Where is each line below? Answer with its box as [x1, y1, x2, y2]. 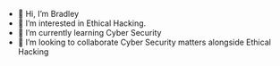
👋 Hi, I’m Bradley [17, 9, 80, 19]
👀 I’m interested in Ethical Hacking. [17, 18, 147, 29]
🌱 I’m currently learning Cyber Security [17, 28, 162, 37]
